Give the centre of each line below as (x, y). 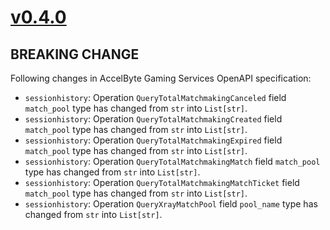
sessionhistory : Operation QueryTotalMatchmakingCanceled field (155, 97)
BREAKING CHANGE (75, 54)
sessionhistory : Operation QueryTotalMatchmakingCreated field (153, 119)
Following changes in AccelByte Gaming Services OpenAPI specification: (161, 78)
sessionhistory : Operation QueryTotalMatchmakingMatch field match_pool (172, 161)
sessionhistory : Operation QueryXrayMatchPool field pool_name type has (171, 204)
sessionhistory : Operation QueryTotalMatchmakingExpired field (153, 140)
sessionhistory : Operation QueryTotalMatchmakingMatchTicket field (162, 182)
